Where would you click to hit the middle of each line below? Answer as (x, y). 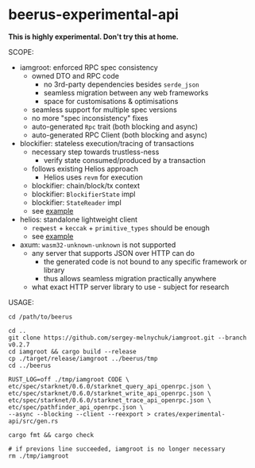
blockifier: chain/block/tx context (86, 185)
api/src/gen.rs (33, 421)
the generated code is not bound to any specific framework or (145, 261)
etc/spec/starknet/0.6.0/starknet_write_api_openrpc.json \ (110, 393)
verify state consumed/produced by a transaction (125, 160)
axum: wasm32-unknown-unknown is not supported (98, 245)
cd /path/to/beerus (41, 317)
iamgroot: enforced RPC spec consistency (89, 67)
